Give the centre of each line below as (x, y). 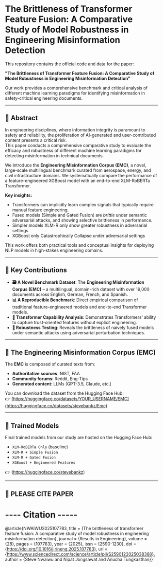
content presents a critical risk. (36, 140)
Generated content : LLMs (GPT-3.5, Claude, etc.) (62, 384)
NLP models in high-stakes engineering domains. (54, 250)
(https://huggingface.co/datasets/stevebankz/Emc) (56, 406)
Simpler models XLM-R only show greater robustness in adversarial (79, 225)
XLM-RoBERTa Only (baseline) (40, 447)
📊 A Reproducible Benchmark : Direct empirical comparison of (75, 300)
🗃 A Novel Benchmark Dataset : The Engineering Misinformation (78, 282)
